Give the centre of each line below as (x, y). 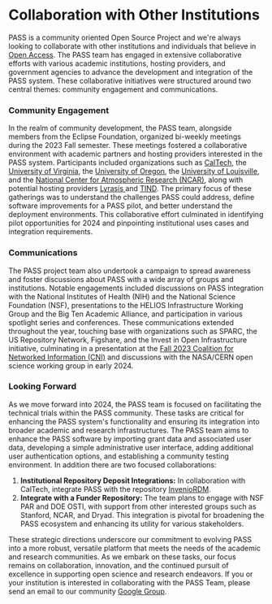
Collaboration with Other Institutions (134, 15)
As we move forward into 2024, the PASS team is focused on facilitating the (135, 404)
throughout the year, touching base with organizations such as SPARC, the (133, 331)
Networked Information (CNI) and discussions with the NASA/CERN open (131, 357)
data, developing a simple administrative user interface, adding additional (131, 447)
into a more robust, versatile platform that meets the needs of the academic (135, 548)
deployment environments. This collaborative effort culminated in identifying (136, 215)
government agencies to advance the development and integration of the (131, 72)
